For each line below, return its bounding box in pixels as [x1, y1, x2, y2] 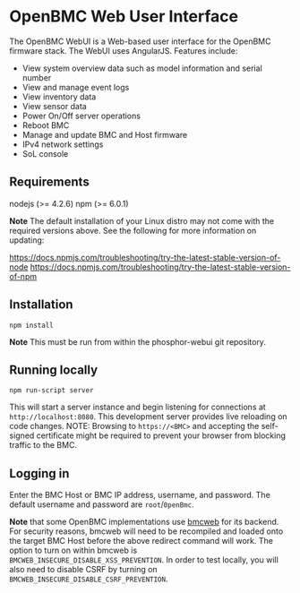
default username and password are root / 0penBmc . [9, 499, 194, 510]
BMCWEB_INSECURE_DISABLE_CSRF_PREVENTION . [9, 573, 168, 584]
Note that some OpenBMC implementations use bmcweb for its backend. [9, 517, 279, 528]
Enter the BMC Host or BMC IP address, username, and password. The [9, 490, 270, 501]
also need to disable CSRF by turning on [9, 564, 159, 575]
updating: [9, 235, 45, 245]
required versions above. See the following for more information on [9, 225, 257, 236]
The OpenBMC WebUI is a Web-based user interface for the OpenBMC [9, 36, 271, 47]
